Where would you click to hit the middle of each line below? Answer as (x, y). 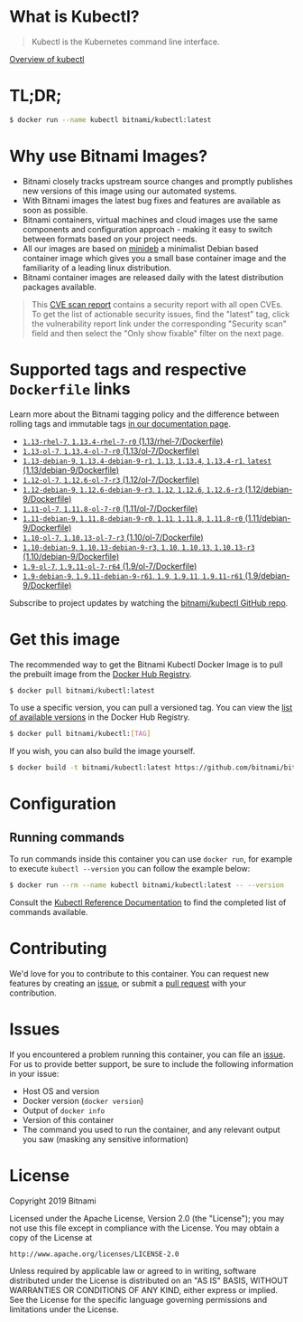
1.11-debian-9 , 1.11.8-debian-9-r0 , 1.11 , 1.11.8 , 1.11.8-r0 (133, 518)
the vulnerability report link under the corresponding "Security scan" (159, 324)
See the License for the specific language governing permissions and (138, 1299)
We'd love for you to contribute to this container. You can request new (139, 973)
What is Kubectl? (74, 17)
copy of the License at (51, 1237)
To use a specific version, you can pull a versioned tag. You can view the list (151, 708)
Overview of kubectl (47, 59)
